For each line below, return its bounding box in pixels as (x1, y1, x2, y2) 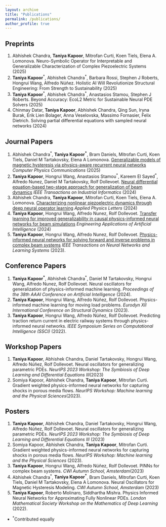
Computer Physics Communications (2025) (12, 167, 101, 173)
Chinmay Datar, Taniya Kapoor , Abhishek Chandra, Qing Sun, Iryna (12, 107, 150, 113)
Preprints (5, 39, 35, 48)
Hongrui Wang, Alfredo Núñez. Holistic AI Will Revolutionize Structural (12, 80, 155, 86)
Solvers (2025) (12, 102, 43, 108)
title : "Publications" (5, 12, 52, 17)
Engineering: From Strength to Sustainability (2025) (12, 85, 117, 91)
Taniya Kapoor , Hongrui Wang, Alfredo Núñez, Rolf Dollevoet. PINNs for (12, 462, 160, 468)
